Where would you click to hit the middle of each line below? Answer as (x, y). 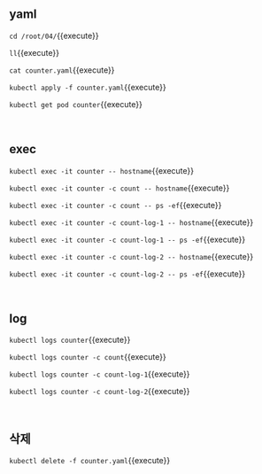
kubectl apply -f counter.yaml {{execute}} (88, 87)
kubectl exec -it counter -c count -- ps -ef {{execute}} (116, 205)
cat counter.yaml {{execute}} (62, 70)
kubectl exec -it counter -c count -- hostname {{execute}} (119, 188)
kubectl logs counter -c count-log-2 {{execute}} (100, 392)
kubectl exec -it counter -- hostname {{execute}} (102, 170)
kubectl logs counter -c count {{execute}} (88, 357)
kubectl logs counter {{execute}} (70, 340)
